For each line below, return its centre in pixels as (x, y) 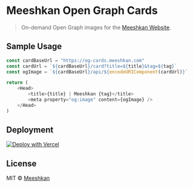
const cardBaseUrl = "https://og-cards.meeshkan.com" (76, 60)
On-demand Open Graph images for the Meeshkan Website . (96, 27)
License (21, 164)
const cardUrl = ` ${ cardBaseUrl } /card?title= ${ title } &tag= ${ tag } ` (92, 66)
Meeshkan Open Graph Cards (82, 11)
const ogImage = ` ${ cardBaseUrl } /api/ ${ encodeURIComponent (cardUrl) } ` (97, 72)
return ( (17, 83)
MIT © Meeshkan (28, 178)
